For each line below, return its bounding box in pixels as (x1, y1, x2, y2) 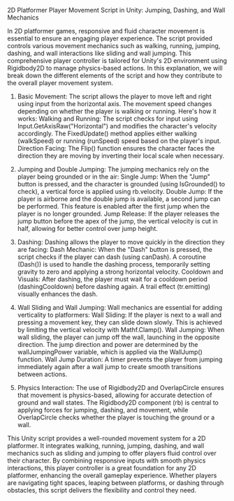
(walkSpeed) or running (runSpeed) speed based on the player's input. (17, 137, 221, 145)
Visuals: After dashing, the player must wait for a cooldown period (17, 275, 208, 283)
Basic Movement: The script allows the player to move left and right (17, 92, 212, 100)
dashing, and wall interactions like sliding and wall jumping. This (7, 49, 192, 57)
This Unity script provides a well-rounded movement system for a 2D (7, 434, 206, 442)
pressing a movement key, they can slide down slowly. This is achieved (17, 318, 222, 327)
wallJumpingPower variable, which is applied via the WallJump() (17, 348, 203, 356)
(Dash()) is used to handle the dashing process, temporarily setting (17, 260, 211, 268)
